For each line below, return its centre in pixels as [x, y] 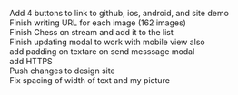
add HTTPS [31, 61]
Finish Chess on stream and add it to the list [92, 32]
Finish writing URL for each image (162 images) [98, 23]
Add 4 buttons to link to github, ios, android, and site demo [119, 13]
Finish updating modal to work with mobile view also [108, 42]
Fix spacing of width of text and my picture [90, 80]
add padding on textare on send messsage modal [102, 52]
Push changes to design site [62, 71]
